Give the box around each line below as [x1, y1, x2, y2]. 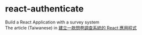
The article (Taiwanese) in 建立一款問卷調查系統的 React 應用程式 [5, 25, 137, 31]
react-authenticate [5, 3, 84, 14]
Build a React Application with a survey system [5, 19, 99, 25]
